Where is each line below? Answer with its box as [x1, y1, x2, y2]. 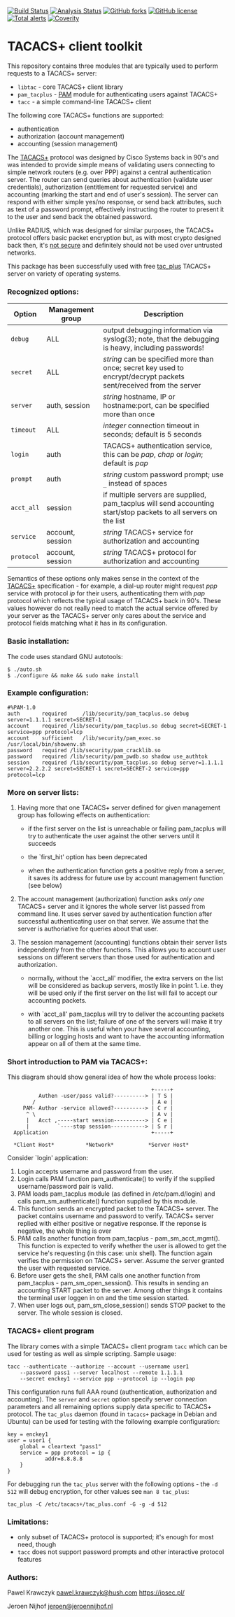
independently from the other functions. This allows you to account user [17, 945, 226, 954]
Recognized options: [7, 287, 79, 297]
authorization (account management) [17, 132, 124, 140]
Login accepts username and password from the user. [17, 1167, 173, 1175]
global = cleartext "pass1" [20, 1443, 101, 1450]
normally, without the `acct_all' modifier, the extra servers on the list [27, 974, 224, 982]
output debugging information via [103, 325, 213, 335]
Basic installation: [7, 637, 70, 647]
